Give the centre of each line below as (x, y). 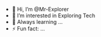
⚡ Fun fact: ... (28, 29)
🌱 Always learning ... (37, 22)
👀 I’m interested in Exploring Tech (54, 16)
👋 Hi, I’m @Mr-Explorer (40, 9)
